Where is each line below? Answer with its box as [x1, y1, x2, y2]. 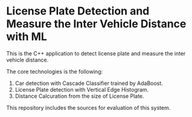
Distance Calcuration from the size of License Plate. [14, 92, 144, 100]
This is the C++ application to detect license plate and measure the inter [6, 49, 186, 57]
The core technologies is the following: [6, 68, 103, 75]
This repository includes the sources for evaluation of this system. [6, 104, 171, 111]
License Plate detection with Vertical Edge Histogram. [14, 86, 149, 93]
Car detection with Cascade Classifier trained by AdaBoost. [14, 80, 163, 87]
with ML [6, 30, 47, 43]
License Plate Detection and [6, 4, 150, 18]
